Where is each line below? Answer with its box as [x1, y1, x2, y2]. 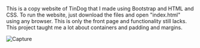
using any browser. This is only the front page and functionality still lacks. [6, 18, 187, 24]
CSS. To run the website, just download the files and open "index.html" [6, 11, 181, 18]
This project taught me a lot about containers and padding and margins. [6, 24, 183, 31]
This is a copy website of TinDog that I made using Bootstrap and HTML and [6, 5, 194, 12]
